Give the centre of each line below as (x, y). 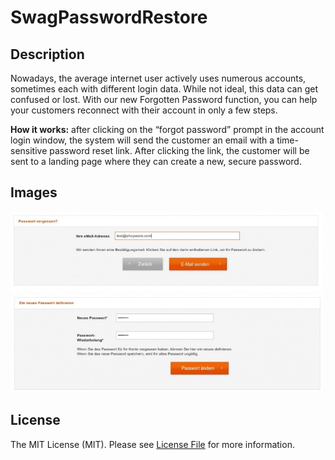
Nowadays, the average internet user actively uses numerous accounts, (158, 78)
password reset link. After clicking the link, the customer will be (179, 150)
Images (34, 192)
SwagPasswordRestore (109, 17)
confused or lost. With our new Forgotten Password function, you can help (164, 99)
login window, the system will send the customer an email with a (142, 140)
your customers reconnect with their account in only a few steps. (144, 110)
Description (47, 54)
